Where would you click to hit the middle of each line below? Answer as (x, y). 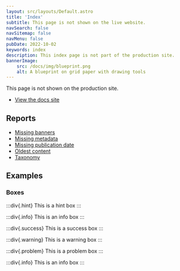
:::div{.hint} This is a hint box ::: (44, 205)
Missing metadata (36, 139)
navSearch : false (27, 28)
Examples (24, 176)
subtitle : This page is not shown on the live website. (76, 22)
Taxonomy (27, 158)
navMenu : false (25, 39)
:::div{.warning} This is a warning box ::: (54, 239)
